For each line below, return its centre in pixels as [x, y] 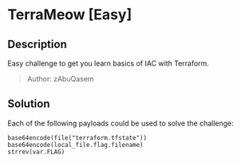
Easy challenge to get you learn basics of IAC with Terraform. [108, 63]
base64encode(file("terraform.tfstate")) [77, 137]
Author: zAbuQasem [60, 79]
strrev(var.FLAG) [36, 152]
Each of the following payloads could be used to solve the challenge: [121, 123]
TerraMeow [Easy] [70, 15]
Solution [29, 104]
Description [37, 44]
